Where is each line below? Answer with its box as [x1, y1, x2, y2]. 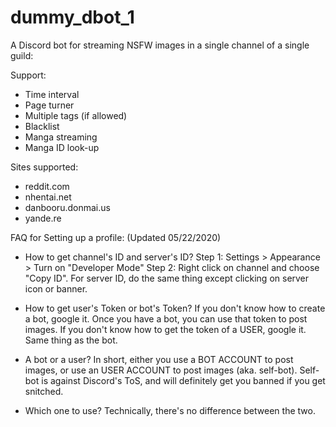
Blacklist [24, 120, 60, 132]
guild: [10, 49, 34, 61]
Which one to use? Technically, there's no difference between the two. [24, 404, 316, 416]
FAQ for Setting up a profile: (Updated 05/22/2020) [10, 231, 222, 243]
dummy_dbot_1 [10, 6, 135, 29]
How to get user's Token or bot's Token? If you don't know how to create [24, 302, 326, 314]
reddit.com [24, 180, 70, 192]
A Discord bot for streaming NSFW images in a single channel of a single [10, 39, 310, 51]
